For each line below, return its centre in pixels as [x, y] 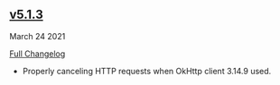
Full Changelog [37, 54]
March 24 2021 [37, 36]
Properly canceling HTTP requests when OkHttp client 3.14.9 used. [147, 71]
